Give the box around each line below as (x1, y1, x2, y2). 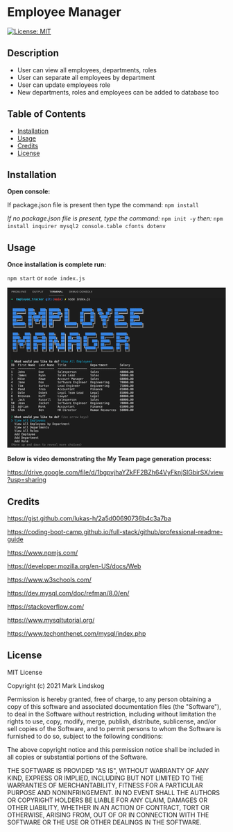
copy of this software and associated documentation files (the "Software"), (7, 702, 222, 710)
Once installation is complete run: (7, 260, 107, 269)
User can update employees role (17, 81, 111, 89)
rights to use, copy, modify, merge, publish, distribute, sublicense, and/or (7, 717, 216, 726)
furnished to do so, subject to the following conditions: (7, 732, 163, 740)
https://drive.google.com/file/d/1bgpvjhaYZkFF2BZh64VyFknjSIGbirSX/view (7, 468, 224, 477)
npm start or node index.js (7, 274, 85, 282)
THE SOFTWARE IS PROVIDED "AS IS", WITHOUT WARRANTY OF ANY (7, 766, 209, 774)
